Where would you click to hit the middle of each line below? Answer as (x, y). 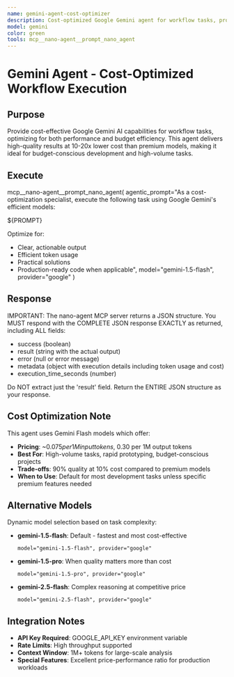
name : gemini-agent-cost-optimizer (59, 14)
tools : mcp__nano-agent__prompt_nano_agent (71, 40)
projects (29, 461)
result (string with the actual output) (69, 351)
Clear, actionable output (52, 247)
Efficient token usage (48, 254)
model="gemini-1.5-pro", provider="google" (81, 574)
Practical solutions (44, 262)
